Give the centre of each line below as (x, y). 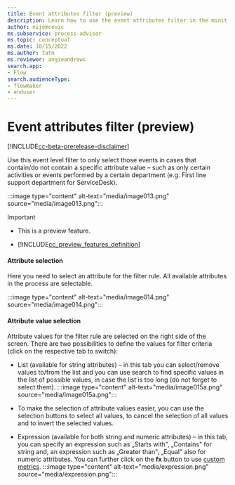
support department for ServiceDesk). (62, 183)
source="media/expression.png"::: (67, 474)
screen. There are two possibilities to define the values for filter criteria (110, 344)
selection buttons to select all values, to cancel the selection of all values (123, 416)
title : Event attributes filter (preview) (70, 14)
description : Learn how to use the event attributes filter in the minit (117, 20)
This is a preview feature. (54, 231)
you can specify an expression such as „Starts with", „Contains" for (115, 444)
